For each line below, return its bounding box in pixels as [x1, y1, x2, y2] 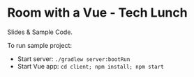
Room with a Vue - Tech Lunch [7, 5, 188, 21]
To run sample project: [7, 41, 72, 49]
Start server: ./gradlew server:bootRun [17, 54, 130, 63]
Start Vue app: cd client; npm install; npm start [17, 62, 164, 70]
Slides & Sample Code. [7, 28, 73, 36]
